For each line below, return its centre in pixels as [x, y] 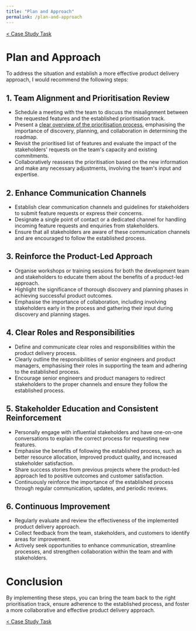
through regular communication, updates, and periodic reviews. [91, 488]
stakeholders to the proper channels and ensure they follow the [91, 384]
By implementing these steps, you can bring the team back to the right [91, 598]
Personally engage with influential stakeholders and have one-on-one [99, 432]
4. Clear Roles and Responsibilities [71, 332]
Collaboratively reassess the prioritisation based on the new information [101, 162]
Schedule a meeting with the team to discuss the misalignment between [101, 112]
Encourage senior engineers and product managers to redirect [90, 378]
